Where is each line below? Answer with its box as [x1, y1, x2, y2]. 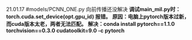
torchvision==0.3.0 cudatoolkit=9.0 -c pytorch [6, 27, 125, 34]
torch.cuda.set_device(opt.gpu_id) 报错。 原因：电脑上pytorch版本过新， [6, 13, 190, 20]
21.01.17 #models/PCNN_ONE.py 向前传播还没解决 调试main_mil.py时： [6, 6, 181, 12]
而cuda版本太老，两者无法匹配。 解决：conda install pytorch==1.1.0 [6, 21, 175, 27]
